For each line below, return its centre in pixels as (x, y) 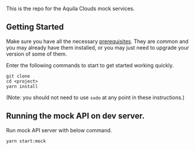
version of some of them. (37, 54)
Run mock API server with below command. (59, 130)
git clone (18, 76)
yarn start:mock (26, 141)
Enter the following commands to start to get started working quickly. (90, 65)
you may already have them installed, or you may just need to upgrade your (98, 47)
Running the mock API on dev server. (76, 116)
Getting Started (35, 27)
